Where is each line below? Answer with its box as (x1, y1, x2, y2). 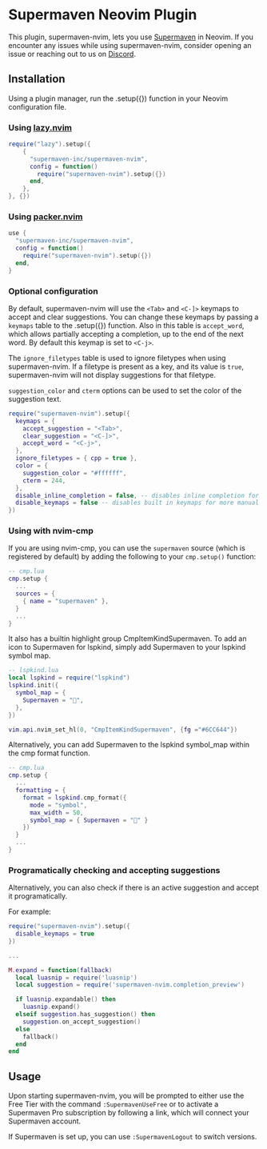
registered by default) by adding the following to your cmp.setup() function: (8, 552, 257, 562)
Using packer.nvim (8, 210, 83, 222)
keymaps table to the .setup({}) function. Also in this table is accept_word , (8, 320, 245, 330)
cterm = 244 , (22, 476, 66, 485)
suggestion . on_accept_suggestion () (22, 1018, 141, 1026)
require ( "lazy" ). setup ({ (8, 140, 91, 149)
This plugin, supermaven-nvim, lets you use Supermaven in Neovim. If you (8, 32, 254, 42)
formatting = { (15, 787, 66, 795)
